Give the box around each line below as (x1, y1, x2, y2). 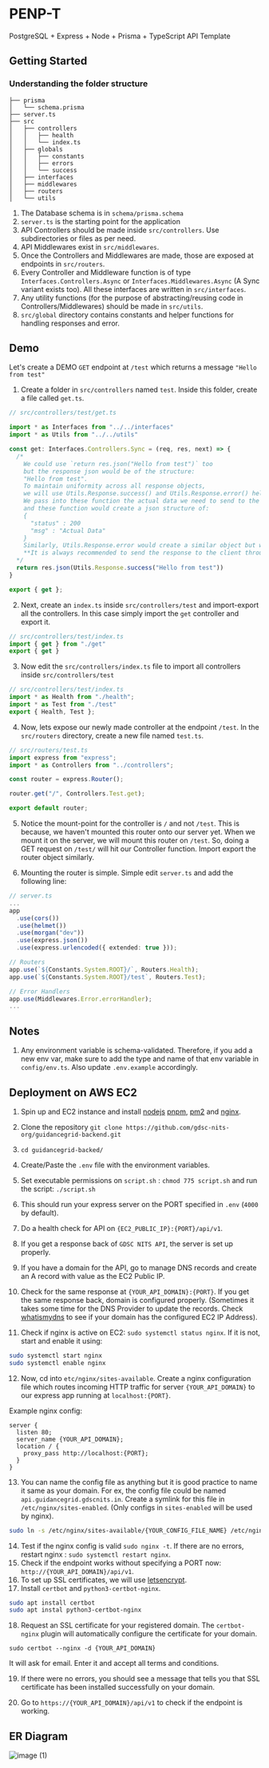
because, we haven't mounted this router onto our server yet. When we (20, 827, 256, 837)
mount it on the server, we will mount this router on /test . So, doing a (20, 835, 250, 846)
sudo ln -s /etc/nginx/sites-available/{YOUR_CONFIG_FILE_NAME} (9, 1526, 227, 1534)
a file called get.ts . (20, 393, 85, 403)
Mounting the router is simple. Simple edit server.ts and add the (20, 868, 234, 878)
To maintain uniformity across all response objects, (23, 482, 206, 491)
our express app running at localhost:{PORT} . (20, 1390, 171, 1400)
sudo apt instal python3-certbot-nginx (9, 1606, 142, 1614)
